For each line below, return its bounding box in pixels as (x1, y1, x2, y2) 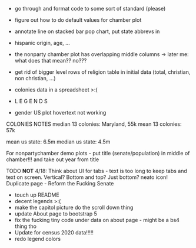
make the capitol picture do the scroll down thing (14, 204, 134, 211)
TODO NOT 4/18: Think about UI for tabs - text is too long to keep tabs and (6, 168, 187, 174)
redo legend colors (14, 236, 61, 242)
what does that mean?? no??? (14, 57, 87, 64)
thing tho (14, 223, 37, 230)
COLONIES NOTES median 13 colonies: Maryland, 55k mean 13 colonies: (6, 120, 182, 128)
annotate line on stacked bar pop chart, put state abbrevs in (14, 28, 160, 35)
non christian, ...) (14, 75, 56, 81)
